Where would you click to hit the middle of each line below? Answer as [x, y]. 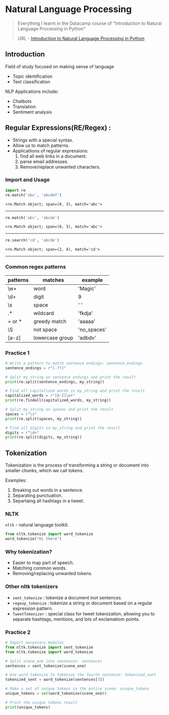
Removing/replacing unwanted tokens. [52, 574]
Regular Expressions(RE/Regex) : [58, 128]
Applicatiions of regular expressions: [51, 150]
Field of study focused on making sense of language [60, 66]
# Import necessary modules [35, 643]
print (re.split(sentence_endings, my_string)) [55, 382]
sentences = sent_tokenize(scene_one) [46, 666]
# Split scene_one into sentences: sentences [54, 661]
